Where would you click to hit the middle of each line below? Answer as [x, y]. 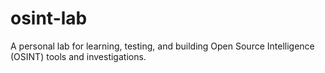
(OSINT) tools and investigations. [78, 56]
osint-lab [49, 18]
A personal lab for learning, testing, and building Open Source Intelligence [162, 46]
